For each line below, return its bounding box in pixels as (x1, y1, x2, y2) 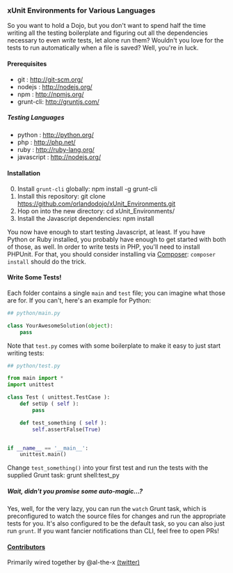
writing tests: (7, 349, 45, 357)
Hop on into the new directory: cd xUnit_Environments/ (17, 206, 175, 215)
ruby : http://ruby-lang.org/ (17, 146, 95, 154)
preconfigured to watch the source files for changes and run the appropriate (7, 512, 226, 521)
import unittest (7, 381, 54, 388)
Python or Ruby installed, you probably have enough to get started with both (7, 235, 226, 243)
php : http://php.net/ (17, 138, 76, 146)
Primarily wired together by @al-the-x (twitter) (7, 558, 140, 567)
